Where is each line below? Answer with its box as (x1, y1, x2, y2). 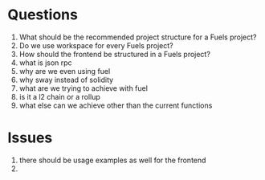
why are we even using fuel (18, 66, 111, 76)
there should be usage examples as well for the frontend (18, 155, 206, 165)
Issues (7, 129, 53, 147)
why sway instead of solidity (18, 75, 114, 84)
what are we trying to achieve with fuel (18, 83, 148, 93)
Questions (7, 6, 78, 24)
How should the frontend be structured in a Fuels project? (18, 49, 210, 59)
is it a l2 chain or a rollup (18, 92, 101, 101)
